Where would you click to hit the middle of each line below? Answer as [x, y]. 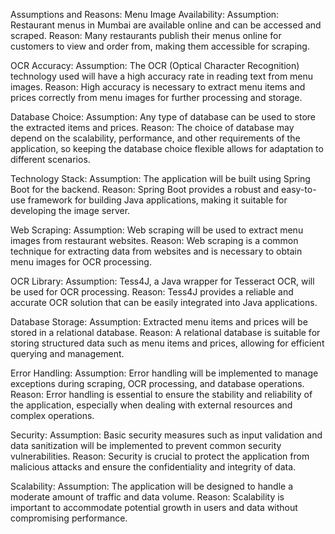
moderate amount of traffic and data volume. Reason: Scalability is [147, 497]
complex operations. [52, 415]
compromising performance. [69, 518]
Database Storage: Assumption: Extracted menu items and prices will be [159, 322]
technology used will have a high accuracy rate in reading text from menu [162, 76]
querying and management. [67, 353]
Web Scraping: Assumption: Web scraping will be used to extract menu [157, 230]
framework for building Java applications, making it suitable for [157, 200]
